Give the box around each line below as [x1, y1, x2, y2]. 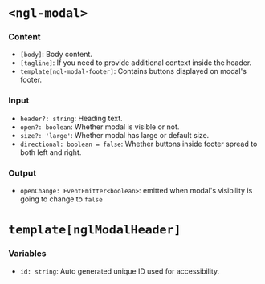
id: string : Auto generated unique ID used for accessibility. [19, 266, 219, 276]
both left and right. [19, 147, 82, 157]
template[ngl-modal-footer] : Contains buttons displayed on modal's [19, 67, 247, 76]
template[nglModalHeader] [8, 222, 181, 237]
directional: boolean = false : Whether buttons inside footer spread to [19, 139, 258, 148]
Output [8, 167, 37, 178]
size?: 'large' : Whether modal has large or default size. [19, 130, 210, 140]
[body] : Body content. [19, 50, 92, 59]
